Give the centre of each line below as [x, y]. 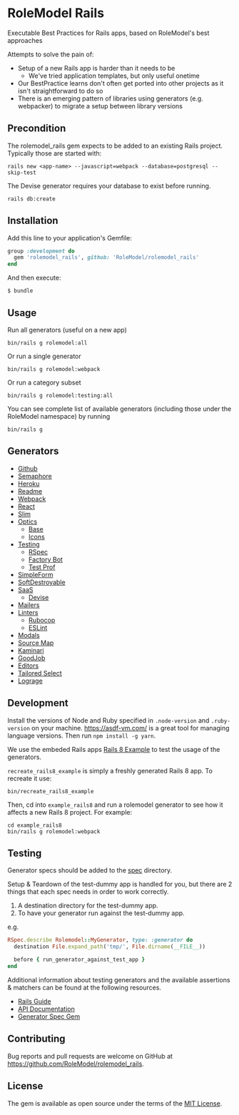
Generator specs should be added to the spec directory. [90, 870]
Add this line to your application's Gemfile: [70, 238]
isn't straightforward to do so [60, 91]
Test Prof [42, 567]
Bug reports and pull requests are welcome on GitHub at [90, 1056]
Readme [30, 491]
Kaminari [31, 650]
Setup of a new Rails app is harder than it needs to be [96, 68]
